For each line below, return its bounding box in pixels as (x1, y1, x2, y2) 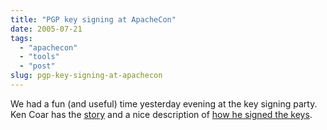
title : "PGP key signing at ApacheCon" (10, 14, 177, 25)
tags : (10, 33, 33, 43)
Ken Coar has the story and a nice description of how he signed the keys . (10, 108, 313, 120)
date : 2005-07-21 (10, 24, 83, 34)
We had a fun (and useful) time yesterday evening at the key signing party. (10, 97, 318, 110)
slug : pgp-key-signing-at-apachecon (10, 71, 163, 81)
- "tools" (19, 52, 60, 62)
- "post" (19, 61, 56, 71)
